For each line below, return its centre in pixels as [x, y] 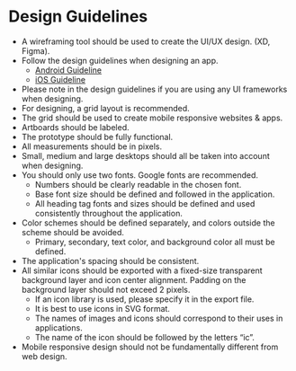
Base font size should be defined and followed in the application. [155, 194]
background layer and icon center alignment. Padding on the [134, 279]
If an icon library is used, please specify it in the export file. [144, 299]
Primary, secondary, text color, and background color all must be [155, 242]
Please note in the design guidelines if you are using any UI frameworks [154, 89]
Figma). [36, 50]
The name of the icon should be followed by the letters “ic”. [145, 337]
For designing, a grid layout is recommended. [105, 108]
